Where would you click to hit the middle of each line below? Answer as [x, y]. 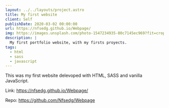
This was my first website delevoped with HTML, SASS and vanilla [74, 75]
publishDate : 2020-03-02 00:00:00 [41, 24]
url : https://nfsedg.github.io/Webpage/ [48, 29]
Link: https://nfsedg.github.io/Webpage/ [47, 90]
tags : [11, 47]
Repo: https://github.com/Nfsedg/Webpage [50, 100]
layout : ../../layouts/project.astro [45, 10]
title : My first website [31, 15]
